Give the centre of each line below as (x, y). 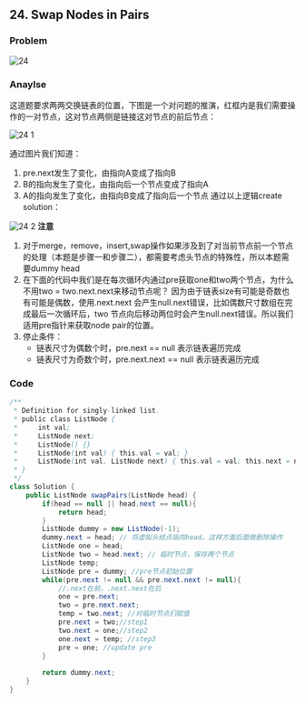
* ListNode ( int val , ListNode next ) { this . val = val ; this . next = (152, 462)
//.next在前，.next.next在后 (109, 588)
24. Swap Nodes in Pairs (79, 15)
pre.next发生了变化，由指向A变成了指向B (99, 173)
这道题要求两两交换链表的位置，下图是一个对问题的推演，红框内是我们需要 (148, 105)
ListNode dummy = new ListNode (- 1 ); (111, 529)
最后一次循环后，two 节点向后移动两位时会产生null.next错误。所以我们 (162, 314)
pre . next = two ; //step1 (103, 622)
